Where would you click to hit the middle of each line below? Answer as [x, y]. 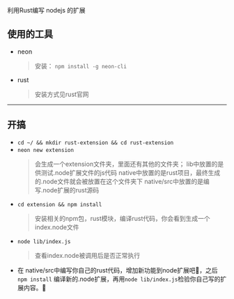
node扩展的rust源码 [71, 190]
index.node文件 [57, 227]
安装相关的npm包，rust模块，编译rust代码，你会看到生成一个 [122, 218]
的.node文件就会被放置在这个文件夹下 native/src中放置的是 [119, 181]
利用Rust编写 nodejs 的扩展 [46, 10]
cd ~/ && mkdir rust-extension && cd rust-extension [95, 143]
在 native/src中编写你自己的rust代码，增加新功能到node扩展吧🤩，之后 [117, 270]
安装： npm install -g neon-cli [81, 66]
